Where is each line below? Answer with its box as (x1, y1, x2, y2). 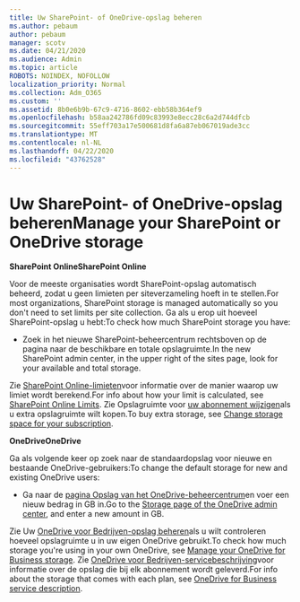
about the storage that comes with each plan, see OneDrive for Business (9, 573, 278, 584)
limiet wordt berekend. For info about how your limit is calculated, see (9, 389, 264, 400)
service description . (9, 583, 83, 594)
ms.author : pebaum (9, 22, 78, 31)
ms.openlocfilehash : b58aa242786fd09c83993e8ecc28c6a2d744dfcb (9, 113, 251, 122)
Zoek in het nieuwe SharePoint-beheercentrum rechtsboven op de (21, 334, 267, 345)
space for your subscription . (9, 418, 114, 429)
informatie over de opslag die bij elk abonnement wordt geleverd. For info (9, 564, 279, 575)
